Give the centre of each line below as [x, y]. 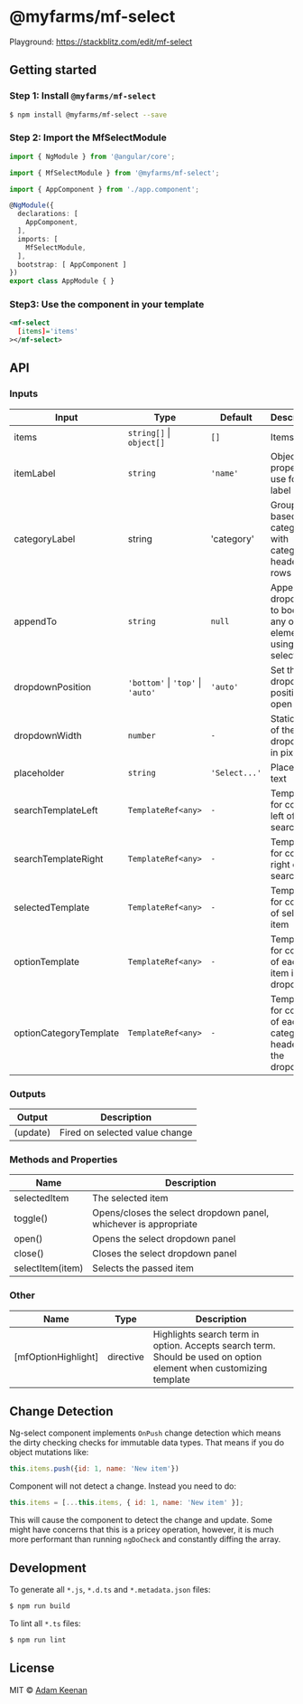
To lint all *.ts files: [45, 1623]
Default [236, 417]
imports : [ [38, 239]
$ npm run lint [38, 1640]
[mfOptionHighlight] [56, 1357]
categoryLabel [45, 538]
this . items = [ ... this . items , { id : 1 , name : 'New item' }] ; [127, 1503]
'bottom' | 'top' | [165, 682]
